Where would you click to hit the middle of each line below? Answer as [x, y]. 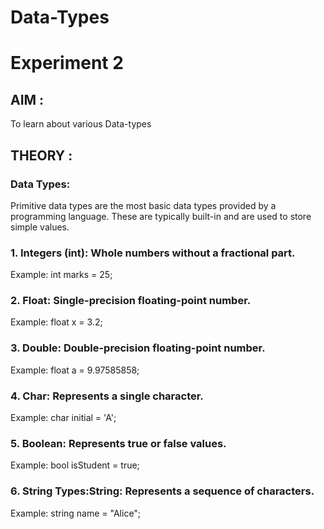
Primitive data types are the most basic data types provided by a [143, 205]
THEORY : [41, 155]
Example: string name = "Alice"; [76, 513]
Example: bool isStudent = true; [75, 465]
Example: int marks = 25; [61, 275]
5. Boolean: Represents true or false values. [118, 443]
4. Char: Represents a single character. [107, 396]
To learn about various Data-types [81, 124]
